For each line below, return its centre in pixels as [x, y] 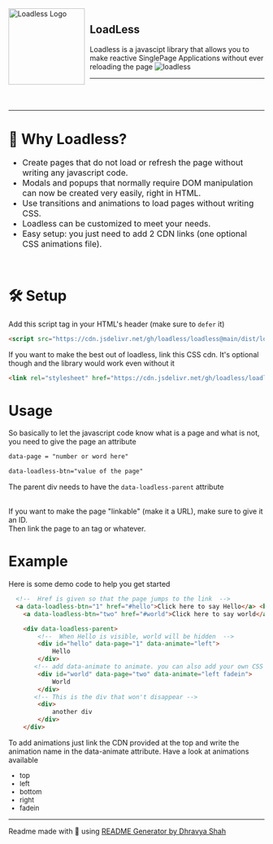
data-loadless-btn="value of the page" [76, 471]
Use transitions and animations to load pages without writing [138, 203]
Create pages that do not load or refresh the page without [133, 162]
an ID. [18, 520]
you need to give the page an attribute [72, 442]
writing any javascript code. [75, 173]
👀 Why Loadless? [68, 139]
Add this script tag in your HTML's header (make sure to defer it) [117, 324]
